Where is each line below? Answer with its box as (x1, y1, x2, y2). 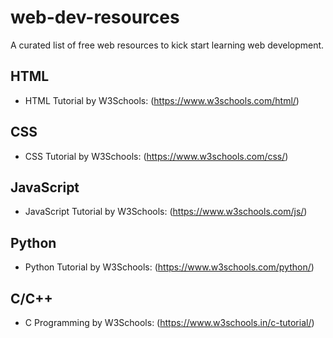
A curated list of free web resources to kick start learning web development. (10, 39, 325, 51)
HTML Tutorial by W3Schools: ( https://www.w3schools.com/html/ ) (24, 94, 300, 106)
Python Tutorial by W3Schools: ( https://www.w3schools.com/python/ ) (24, 261, 315, 273)
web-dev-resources (10, 6, 180, 29)
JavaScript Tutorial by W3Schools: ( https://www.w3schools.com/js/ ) (24, 206, 308, 218)
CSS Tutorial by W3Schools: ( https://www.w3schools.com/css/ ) (24, 150, 289, 162)
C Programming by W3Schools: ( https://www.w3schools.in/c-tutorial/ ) (24, 317, 315, 328)
